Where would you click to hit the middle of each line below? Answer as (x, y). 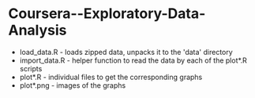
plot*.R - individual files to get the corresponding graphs (111, 77)
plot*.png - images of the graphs (73, 85)
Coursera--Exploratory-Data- (107, 14)
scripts (31, 68)
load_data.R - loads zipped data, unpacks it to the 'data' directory (126, 52)
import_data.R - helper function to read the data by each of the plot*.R (133, 60)
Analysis (37, 30)
